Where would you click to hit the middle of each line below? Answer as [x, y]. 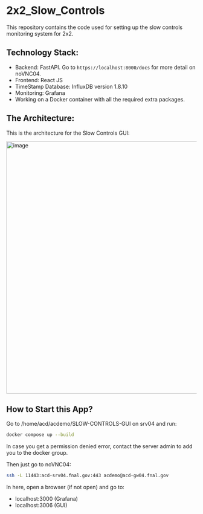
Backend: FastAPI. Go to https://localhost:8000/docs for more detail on [105, 67]
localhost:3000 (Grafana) [47, 499]
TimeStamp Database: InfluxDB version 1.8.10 [71, 86]
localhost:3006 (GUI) [41, 506]
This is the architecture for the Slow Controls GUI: [68, 133]
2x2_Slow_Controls [56, 11]
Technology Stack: [43, 53]
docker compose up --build [40, 435]
